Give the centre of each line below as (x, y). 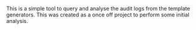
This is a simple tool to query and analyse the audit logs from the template (98, 9)
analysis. (17, 21)
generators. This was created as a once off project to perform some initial (98, 15)
